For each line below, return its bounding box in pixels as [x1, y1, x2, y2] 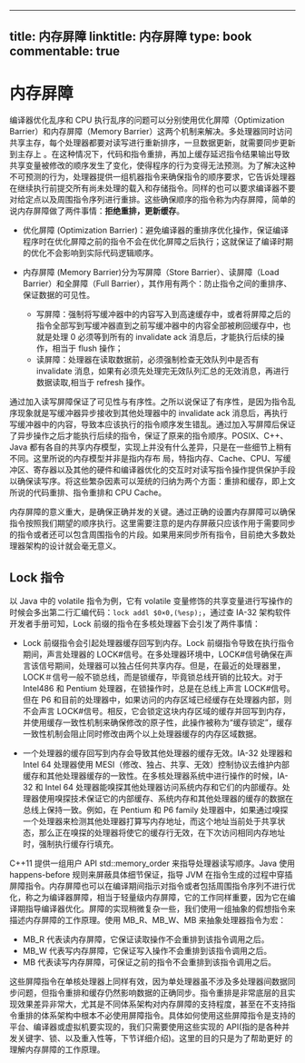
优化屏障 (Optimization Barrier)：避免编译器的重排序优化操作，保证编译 [22, 224, 289, 236]
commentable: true [9, 44, 121, 59]
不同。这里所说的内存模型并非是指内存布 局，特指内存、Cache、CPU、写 [9, 453, 284, 464]
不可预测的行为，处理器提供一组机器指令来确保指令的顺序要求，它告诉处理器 [9, 172, 296, 183]
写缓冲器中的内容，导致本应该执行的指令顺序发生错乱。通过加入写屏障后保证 [9, 419, 296, 430]
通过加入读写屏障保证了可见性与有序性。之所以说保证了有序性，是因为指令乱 [9, 396, 296, 407]
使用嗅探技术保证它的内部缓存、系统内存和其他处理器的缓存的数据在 [38, 793, 293, 804]
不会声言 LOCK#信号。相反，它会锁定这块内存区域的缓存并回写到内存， [22, 706, 290, 717]
